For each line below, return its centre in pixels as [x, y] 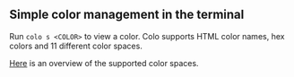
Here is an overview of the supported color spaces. [104, 63]
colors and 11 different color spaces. [76, 46]
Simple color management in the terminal [127, 15]
